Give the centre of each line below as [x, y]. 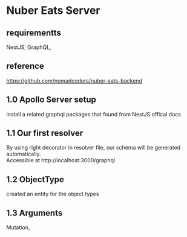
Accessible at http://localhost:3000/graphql [61, 160]
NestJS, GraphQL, [29, 47]
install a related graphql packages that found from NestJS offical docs [94, 114]
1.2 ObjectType [35, 179]
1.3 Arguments [34, 213]
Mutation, [18, 227]
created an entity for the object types [53, 194]
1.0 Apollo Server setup [51, 100]
